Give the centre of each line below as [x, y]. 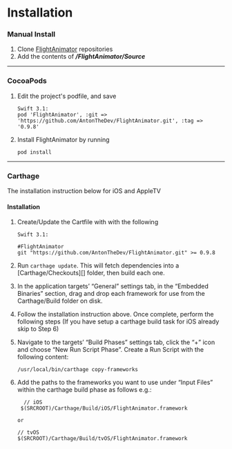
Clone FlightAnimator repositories [65, 49]
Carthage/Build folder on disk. [60, 301]
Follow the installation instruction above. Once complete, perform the [115, 315]
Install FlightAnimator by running [63, 139]
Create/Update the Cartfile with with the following [88, 222]
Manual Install [31, 34]
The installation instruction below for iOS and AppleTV [84, 191]
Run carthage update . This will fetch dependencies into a [98, 266]
